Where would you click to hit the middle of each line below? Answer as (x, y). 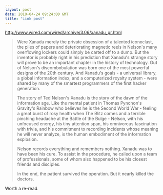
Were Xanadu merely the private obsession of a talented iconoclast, (85, 42)
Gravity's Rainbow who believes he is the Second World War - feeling (87, 108)
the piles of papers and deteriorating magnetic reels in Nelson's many (87, 47)
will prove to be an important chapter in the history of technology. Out (87, 63)
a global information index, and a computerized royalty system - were (87, 78)
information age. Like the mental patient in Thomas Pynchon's (79, 103)
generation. (29, 89)
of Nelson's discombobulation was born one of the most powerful (83, 68)
